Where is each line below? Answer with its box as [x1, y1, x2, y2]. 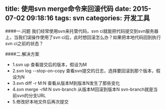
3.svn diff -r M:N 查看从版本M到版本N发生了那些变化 [12, 80, 120, 86]
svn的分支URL [16, 92, 46, 98]
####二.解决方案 [5, 51, 40, 57]
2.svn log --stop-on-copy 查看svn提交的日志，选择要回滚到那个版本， [12, 67, 157, 73]
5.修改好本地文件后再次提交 [12, 99, 69, 105]
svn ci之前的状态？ [5, 40, 44, 46]
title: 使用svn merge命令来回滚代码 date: [5, 4, 132, 13]
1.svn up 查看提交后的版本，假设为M [12, 61, 87, 67]
